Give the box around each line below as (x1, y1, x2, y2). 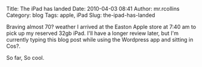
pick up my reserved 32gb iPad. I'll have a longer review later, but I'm (6, 30, 179, 37)
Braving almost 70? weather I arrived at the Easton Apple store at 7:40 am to (6, 24, 197, 30)
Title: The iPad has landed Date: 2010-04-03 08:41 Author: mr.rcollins (6, 5, 180, 12)
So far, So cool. (6, 54, 45, 61)
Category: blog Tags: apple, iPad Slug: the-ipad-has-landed (6, 11, 155, 19)
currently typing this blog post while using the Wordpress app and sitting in (6, 36, 194, 43)
